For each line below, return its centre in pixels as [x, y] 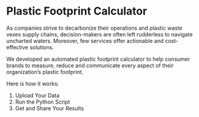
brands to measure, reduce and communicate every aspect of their [90, 65]
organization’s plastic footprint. [45, 72]
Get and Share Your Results [49, 108]
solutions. [42, 47]
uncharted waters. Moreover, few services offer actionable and [85, 41]
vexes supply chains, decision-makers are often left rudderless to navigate [99, 34]
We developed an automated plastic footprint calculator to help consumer [98, 59]
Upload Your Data [37, 95]
